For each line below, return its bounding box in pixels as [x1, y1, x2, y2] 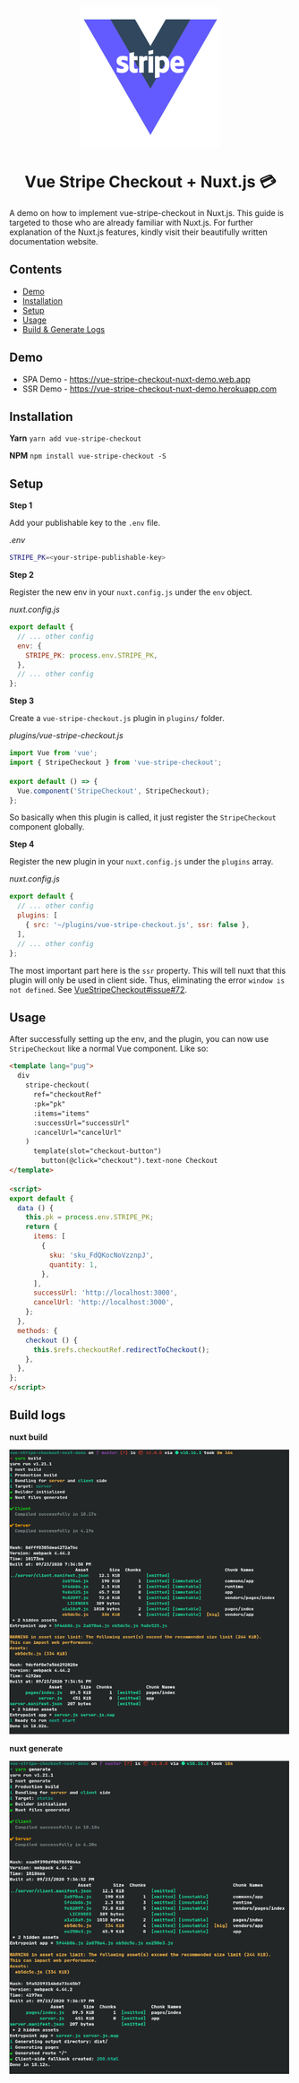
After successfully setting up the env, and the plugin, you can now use [9, 1034, 269, 1045]
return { [25, 1222, 58, 1232]
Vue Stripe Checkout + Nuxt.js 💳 [24, 172, 277, 193]
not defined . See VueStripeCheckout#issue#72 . [9, 984, 188, 994]
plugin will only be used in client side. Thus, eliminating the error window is [9, 975, 285, 986]
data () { [17, 1203, 54, 1212]
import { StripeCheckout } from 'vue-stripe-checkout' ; [9, 758, 222, 768]
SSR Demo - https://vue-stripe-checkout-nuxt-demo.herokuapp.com [21, 383, 278, 394]
